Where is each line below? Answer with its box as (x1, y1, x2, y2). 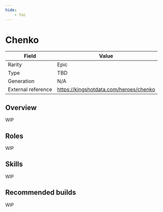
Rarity (8, 61, 22, 68)
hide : (5, 7, 17, 13)
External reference (8, 86, 52, 93)
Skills (5, 160, 23, 169)
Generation (8, 77, 35, 85)
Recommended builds (5, 188, 76, 197)
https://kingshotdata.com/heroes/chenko (57, 86, 155, 93)
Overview (5, 103, 37, 112)
